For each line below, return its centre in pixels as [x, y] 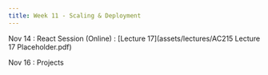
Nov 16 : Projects [36, 62]
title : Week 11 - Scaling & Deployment [75, 16]
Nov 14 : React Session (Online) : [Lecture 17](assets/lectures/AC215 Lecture [134, 38]
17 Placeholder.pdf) [40, 47]
